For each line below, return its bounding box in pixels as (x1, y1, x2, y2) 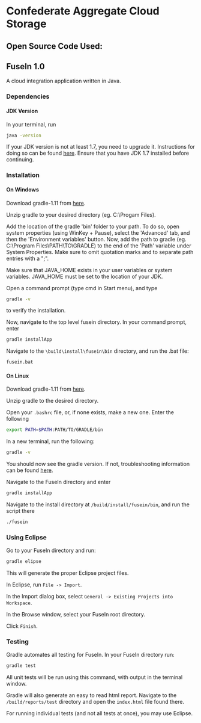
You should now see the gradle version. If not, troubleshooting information (6, 461, 190, 468)
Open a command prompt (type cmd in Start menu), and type (6, 284, 158, 291)
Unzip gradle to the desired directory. (6, 397, 99, 405)
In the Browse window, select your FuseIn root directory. (6, 611, 146, 618)
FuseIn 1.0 (6, 61, 45, 72)
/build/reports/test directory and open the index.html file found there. (6, 698, 185, 706)
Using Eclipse (6, 533, 47, 541)
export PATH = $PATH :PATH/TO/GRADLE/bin (6, 427, 103, 433)
